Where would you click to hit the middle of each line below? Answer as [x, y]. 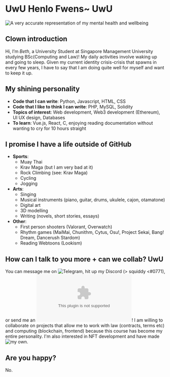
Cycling [28, 178]
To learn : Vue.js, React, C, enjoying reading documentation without [83, 123]
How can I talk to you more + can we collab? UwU [84, 259]
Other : [20, 222]
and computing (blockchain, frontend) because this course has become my [84, 331]
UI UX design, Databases [39, 117]
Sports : [21, 156]
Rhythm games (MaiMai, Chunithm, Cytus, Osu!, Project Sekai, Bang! [92, 232]
